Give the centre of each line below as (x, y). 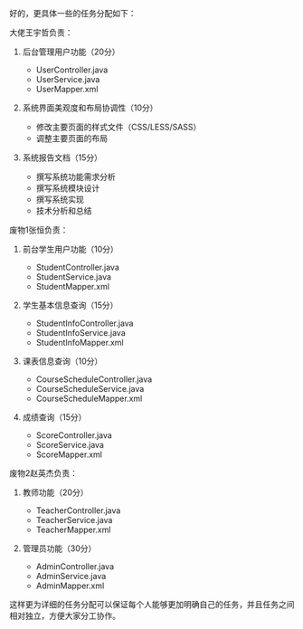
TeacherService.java (74, 520)
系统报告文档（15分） (62, 157)
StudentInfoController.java (85, 323)
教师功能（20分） (55, 492)
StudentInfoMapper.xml (80, 343)
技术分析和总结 (64, 210)
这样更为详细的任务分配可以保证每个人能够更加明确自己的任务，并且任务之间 (152, 604)
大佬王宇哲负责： (41, 33)
